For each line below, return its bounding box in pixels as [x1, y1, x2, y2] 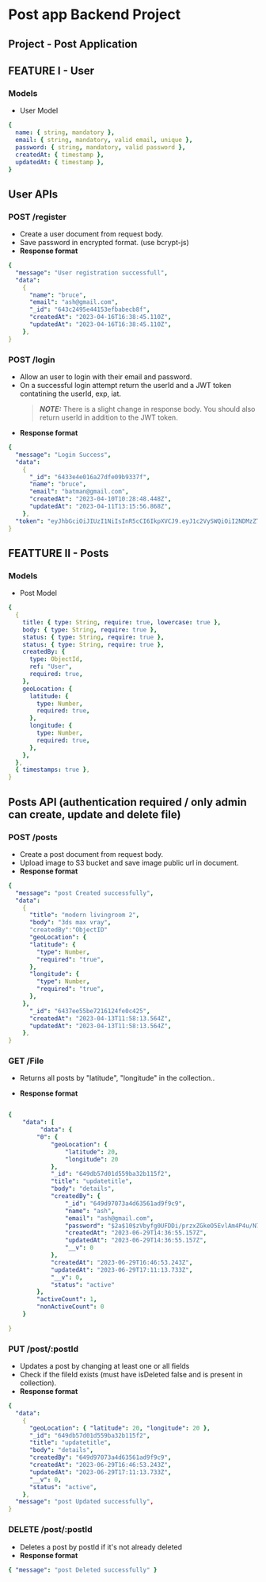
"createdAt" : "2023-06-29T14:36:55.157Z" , [64, 1229, 207, 1237]
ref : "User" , [28, 662, 73, 671]
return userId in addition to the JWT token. [39, 413, 178, 422]
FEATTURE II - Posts [8, 546, 109, 560]
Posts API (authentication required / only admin [8, 795, 247, 808]
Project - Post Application [8, 37, 138, 51]
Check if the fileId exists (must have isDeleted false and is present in [19, 1370, 243, 1380]
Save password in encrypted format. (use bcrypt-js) [19, 238, 190, 248]
